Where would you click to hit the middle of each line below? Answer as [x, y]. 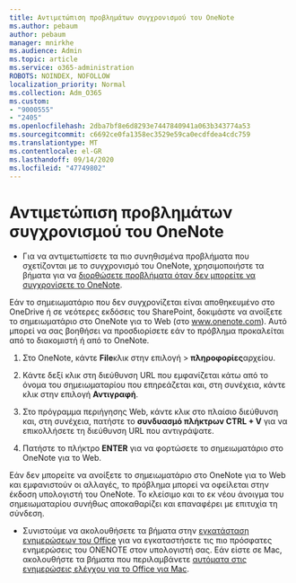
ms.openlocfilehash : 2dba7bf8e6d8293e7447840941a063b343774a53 [130, 127]
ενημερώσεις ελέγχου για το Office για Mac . [106, 569]
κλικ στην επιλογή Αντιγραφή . [80, 394]
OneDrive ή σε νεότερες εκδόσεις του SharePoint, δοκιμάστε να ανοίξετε [146, 312]
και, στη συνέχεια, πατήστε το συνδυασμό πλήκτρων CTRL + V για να [155, 421]
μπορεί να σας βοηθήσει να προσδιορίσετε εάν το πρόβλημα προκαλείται [147, 331]
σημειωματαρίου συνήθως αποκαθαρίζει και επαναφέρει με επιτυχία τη [144, 504]
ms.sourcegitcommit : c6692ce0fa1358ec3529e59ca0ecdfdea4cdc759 [130, 135]
